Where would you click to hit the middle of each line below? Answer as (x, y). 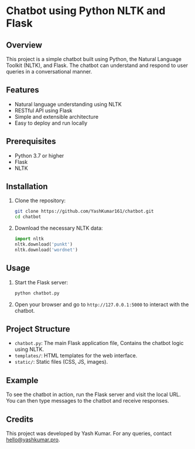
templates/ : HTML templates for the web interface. (76, 356)
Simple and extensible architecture (56, 116)
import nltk (29, 239)
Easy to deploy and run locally (51, 123)
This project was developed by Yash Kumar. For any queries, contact (89, 433)
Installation (27, 187)
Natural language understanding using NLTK (68, 104)
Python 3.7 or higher (39, 155)
